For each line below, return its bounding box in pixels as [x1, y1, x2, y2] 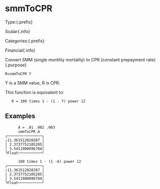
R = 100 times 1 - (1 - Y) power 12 [11, 98, 86, 104]
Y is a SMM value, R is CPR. [5, 80, 61, 86]
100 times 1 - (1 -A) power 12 [17, 159, 81, 164]
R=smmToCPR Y [5, 71, 32, 76]
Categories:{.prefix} [5, 38, 45, 44]
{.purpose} [5, 62, 27, 68]
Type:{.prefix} [5, 19, 33, 25]
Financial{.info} [5, 47, 35, 53]
